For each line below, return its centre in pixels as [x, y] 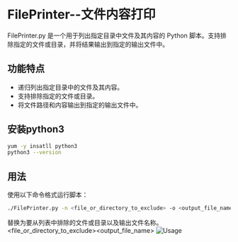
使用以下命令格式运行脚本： [48, 195]
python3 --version [34, 153]
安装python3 [36, 129]
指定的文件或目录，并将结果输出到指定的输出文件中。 [91, 44]
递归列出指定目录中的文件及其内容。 [70, 87]
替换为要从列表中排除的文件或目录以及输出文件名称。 [85, 223]
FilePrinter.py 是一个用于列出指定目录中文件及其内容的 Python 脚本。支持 [114, 35]
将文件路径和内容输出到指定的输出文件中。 [80, 105]
